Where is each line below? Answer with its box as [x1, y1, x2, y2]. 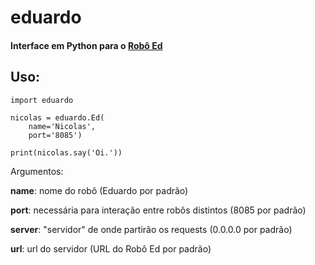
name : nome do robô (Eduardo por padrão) [10, 184, 189, 196]
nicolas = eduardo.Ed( [10, 112, 105, 123]
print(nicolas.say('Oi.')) [10, 147, 123, 158]
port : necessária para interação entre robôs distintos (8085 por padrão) [10, 204, 307, 216]
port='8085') [28, 130, 83, 140]
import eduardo [10, 95, 74, 105]
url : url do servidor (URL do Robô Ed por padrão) [10, 242, 212, 255]
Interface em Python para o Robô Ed [10, 39, 163, 51]
